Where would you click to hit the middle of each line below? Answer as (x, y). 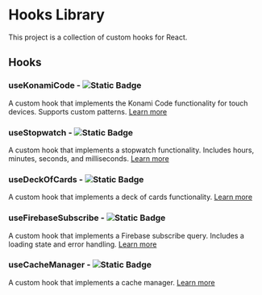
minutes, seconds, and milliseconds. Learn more (89, 158)
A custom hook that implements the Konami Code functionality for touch (128, 103)
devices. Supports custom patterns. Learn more (88, 111)
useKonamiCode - (45, 85)
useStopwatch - (40, 132)
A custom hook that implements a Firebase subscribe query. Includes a (126, 235)
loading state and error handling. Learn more (83, 244)
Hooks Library (56, 15)
